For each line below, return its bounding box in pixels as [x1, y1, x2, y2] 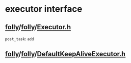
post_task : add [5, 36, 34, 42]
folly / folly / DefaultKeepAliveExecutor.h [5, 50, 126, 58]
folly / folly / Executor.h [5, 23, 71, 31]
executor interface [5, 3, 82, 15]
